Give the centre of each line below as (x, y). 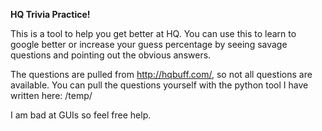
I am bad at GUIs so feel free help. (81, 115)
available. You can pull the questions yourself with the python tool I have (159, 85)
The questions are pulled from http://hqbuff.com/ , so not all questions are (161, 74)
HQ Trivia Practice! (50, 14)
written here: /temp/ (51, 95)
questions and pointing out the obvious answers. (111, 55)
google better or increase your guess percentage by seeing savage (149, 44)
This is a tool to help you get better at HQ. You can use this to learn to (153, 33)
